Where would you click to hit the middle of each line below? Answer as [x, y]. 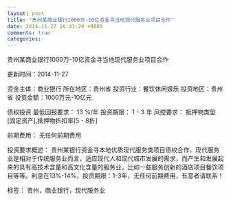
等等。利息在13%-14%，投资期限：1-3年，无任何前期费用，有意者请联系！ [118, 176]
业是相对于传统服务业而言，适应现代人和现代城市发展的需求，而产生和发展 [112, 158]
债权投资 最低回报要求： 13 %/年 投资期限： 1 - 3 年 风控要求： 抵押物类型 [112, 112]
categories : [24, 39]
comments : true [29, 33]
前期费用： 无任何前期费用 [44, 136]
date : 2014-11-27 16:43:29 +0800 [55, 26]
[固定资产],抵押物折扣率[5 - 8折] [52, 120]
